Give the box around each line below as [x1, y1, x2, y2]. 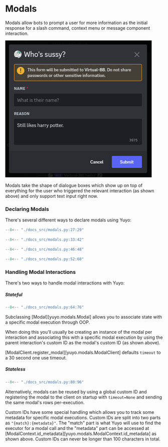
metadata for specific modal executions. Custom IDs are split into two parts [5, 414, 161, 420]
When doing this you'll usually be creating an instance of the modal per [5, 329, 152, 335]
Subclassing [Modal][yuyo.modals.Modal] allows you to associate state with [5, 314, 162, 320]
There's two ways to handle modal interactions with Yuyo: [5, 280, 125, 286]
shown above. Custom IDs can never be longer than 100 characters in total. [5, 436, 160, 442]
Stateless [5, 366, 26, 372]
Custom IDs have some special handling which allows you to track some [5, 409, 154, 415]
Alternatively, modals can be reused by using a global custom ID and [5, 389, 147, 395]
